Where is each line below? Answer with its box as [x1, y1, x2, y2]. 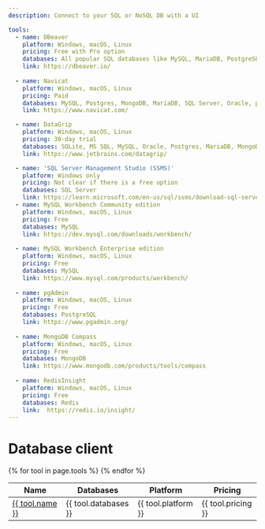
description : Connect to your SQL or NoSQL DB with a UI [8, 11, 200, 20]
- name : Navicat [15, 76, 69, 85]
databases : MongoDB [22, 355, 87, 363]
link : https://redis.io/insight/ [22, 406, 136, 414]
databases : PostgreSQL [22, 311, 97, 319]
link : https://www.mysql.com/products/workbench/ [22, 274, 189, 282]
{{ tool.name [12, 498, 58, 509]
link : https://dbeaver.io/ [22, 62, 111, 71]
